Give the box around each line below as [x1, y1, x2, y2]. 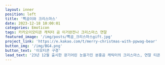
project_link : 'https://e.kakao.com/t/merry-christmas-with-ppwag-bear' [5, 39, 158, 44]
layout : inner [5, 7, 34, 12]
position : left [5, 12, 36, 17]
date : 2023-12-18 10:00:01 [5, 21, 61, 26]
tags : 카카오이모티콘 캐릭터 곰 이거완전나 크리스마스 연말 [5, 30, 107, 35]
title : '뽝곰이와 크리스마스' [5, 16, 58, 21]
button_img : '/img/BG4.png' [5, 43, 63, 48]
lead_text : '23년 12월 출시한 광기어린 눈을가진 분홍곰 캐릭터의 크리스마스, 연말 [5, 52, 152, 58]
